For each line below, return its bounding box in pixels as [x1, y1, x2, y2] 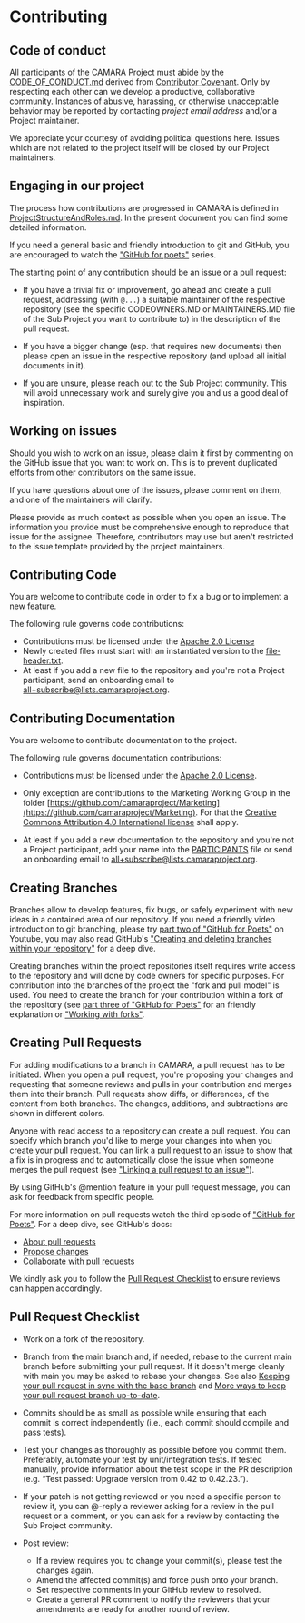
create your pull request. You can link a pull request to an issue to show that [9, 1144, 293, 1155]
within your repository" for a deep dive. [9, 943, 156, 954]
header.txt [22, 655, 62, 666]
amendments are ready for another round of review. [35, 1603, 230, 1614]
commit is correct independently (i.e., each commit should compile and [22, 1416, 290, 1427]
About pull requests [22, 1235, 97, 1247]
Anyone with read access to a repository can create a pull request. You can [9, 1125, 290, 1136]
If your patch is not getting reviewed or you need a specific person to [22, 1490, 281, 1502]
